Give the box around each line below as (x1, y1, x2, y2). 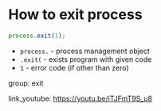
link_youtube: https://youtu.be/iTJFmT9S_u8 (8, 94, 153, 103)
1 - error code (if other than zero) (19, 63, 129, 72)
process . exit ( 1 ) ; (8, 32, 66, 40)
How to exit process (8, 6, 143, 24)
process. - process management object (19, 46, 150, 55)
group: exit (8, 78, 44, 88)
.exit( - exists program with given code (19, 54, 152, 64)
